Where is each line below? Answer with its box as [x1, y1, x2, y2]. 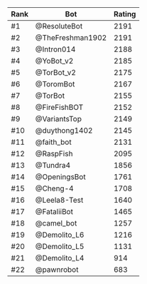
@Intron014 [35, 44, 76, 54]
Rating [113, 9, 136, 19]
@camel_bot [35, 218, 77, 228]
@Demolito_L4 [35, 253, 85, 263]
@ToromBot [35, 79, 75, 88]
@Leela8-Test [35, 196, 84, 205]
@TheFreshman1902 [35, 33, 107, 42]
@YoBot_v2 [35, 56, 74, 66]
